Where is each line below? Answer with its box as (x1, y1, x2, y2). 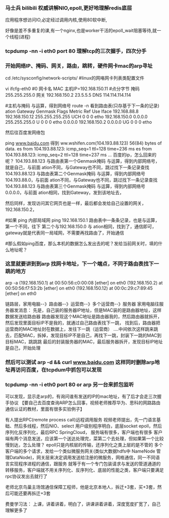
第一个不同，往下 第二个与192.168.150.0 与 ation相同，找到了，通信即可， (5, 223, 157, 230)
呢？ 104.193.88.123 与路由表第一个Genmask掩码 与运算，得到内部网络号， (5, 158, 160, 164)
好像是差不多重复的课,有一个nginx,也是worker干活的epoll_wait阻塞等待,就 (5, 28, 157, 34)
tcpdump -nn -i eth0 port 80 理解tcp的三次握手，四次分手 (5, 48, 147, 55)
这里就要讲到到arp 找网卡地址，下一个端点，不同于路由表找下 (5, 260, 154, 267)
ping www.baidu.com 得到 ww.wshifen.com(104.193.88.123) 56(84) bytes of (5, 140, 162, 146)
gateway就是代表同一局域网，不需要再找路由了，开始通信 (5, 230, 124, 236)
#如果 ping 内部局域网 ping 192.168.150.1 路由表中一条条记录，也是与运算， (5, 217, 160, 223)
